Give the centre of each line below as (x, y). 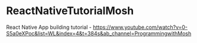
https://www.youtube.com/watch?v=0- (140, 27)
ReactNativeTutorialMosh (70, 11)
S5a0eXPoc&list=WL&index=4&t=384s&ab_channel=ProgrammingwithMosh (99, 33)
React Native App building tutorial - (49, 27)
